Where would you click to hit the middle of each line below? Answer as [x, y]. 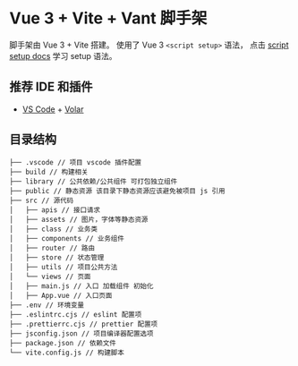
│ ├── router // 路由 [52, 248]
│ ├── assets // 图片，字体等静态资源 [79, 219]
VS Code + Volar [53, 109]
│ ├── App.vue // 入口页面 [61, 295]
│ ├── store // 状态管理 [57, 257]
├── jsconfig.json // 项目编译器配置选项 [81, 333]
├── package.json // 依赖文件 [63, 343]
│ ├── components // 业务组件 [67, 238]
